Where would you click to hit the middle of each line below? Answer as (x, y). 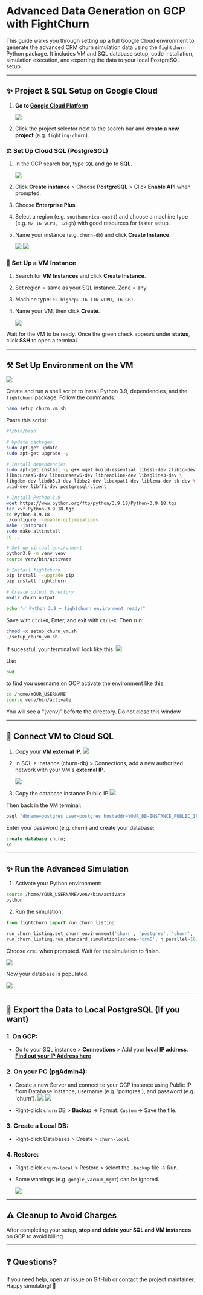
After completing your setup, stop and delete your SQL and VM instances (99, 1230)
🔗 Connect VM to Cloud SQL (60, 736)
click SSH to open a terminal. (42, 341)
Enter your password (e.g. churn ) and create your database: (80, 827)
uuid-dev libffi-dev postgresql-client (56, 487)
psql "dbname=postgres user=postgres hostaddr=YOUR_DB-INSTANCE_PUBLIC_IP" (104, 816)
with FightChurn (48, 24)
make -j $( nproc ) (27, 526)
